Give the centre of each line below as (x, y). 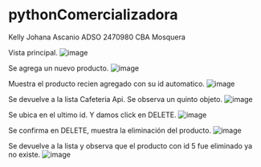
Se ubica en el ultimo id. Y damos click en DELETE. (92, 115)
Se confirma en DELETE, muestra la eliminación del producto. (110, 130)
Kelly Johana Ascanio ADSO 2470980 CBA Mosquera (97, 37)
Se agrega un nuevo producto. (59, 68)
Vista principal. (33, 52)
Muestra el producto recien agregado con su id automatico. (106, 83)
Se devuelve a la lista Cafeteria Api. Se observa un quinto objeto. (116, 99)
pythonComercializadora (93, 15)
